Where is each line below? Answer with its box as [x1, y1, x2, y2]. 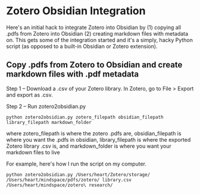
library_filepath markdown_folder [6, 119, 92, 125]
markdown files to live [6, 148, 61, 155]
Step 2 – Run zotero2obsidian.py [6, 103, 86, 110]
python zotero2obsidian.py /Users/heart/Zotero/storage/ [6, 171, 151, 177]
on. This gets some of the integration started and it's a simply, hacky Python [6, 36, 193, 43]
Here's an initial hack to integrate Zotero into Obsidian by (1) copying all [6, 24, 182, 31]
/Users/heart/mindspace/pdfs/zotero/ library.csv [6, 177, 132, 183]
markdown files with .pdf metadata [6, 69, 139, 79]
